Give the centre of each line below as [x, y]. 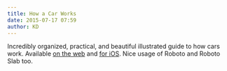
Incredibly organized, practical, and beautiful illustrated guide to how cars [114, 47]
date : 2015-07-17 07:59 [42, 20]
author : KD [23, 26]
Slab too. [20, 61]
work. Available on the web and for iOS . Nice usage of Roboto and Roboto [114, 54]
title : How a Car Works [42, 14]
